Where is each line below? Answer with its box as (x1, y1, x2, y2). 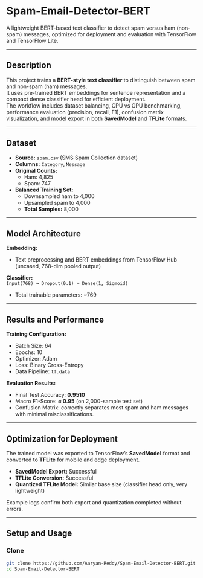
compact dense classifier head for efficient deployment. (6, 95, 146, 103)
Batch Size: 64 (14, 342, 52, 350)
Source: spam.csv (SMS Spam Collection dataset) (14, 154, 138, 161)
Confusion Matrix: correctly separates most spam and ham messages (14, 404, 189, 411)
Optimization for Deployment (6, 434, 118, 444)
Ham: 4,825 (24, 173, 53, 181)
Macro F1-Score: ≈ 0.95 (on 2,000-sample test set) (14, 397, 143, 405)
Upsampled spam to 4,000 (24, 199, 91, 206)
